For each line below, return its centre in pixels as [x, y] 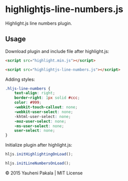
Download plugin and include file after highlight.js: [57, 51]
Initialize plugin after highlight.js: [39, 145]
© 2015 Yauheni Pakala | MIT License [44, 173]
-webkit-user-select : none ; [44, 112]
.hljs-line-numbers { [28, 88]
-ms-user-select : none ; [39, 126]
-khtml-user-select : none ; [43, 116]
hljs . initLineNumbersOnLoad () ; [38, 163]
